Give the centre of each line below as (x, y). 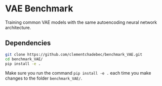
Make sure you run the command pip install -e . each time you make (78, 73)
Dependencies (28, 43)
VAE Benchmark (39, 9)
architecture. (18, 27)
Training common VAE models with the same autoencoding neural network (81, 22)
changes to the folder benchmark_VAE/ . (44, 78)
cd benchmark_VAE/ (24, 59)
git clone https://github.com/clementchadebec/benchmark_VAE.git (74, 54)
